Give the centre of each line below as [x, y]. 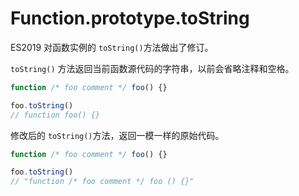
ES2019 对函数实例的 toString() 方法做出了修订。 [112, 47]
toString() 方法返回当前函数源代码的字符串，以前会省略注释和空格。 [152, 68]
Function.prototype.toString [130, 18]
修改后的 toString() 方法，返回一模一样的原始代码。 [117, 135]
